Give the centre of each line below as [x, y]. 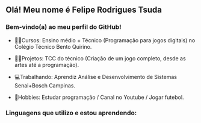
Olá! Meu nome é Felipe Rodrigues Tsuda [84, 10]
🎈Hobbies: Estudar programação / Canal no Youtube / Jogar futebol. [99, 97]
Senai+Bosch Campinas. [45, 85]
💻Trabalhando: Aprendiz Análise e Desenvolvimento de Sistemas [95, 77]
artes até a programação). [47, 65]
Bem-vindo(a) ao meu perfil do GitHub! [63, 27]
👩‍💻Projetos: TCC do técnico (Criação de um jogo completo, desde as [100, 58]
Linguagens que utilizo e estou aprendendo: [71, 113]
